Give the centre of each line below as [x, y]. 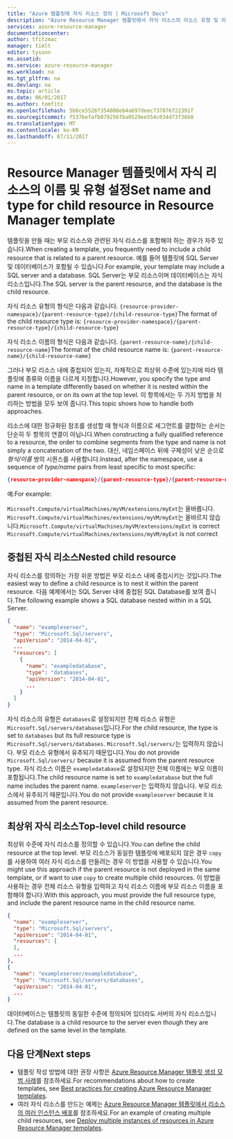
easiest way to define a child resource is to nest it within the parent [103, 583]
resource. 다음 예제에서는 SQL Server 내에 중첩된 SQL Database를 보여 [105, 591]
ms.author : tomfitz [35, 104]
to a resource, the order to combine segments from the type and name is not [116, 442]
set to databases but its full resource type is [69, 736]
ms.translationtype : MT [42, 123]
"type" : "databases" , [57, 672]
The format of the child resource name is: [110, 350]
